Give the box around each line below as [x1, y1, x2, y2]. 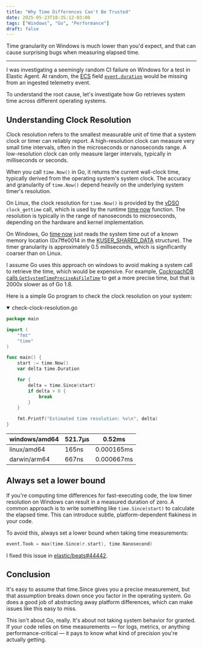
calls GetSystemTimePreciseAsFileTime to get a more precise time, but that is [6, 274, 195, 282]
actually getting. [6, 636, 47, 643]
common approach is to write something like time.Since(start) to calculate [6, 504, 195, 512]
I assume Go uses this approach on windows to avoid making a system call [6, 262, 193, 269]
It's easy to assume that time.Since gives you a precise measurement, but [6, 585, 190, 593]
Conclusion [6, 570, 51, 580]
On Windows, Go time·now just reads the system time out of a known [6, 231, 178, 238]
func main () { [6, 355, 42, 361]
